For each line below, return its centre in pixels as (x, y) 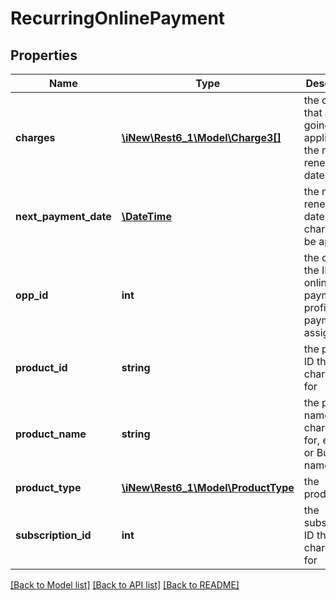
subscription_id (53, 535)
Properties (44, 55)
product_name (51, 434)
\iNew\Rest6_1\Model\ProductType (208, 487)
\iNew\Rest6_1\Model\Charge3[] (201, 137)
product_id (41, 367)
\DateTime (146, 216)
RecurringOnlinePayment (118, 18)
